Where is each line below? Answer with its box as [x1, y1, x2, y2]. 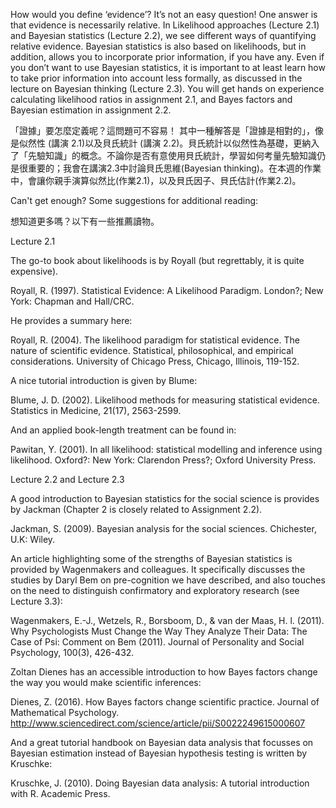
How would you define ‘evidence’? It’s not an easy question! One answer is [10, 9, 318, 20]
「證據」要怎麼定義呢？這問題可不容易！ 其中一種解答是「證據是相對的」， [10, 125, 315, 136]
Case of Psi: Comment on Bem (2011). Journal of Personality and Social [10, 636, 305, 648]
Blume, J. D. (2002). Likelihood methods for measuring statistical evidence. [10, 394, 320, 406]
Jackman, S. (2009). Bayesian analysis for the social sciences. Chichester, [10, 523, 317, 534]
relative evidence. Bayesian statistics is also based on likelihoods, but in [10, 40, 307, 52]
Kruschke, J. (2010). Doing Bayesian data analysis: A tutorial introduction [10, 777, 310, 789]
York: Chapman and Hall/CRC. [10, 295, 135, 307]
